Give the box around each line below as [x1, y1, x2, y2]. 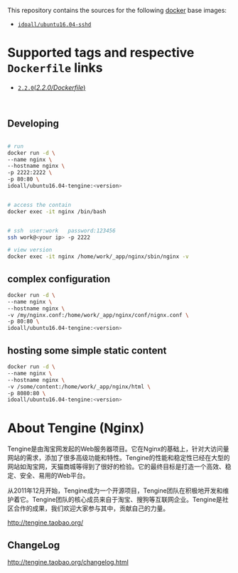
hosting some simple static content [7, 344, 167, 356]
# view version [7, 247, 53, 254]
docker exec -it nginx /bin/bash [7, 208, 107, 215]
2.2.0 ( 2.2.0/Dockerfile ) [17, 83, 86, 92]
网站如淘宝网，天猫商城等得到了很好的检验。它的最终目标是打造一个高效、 [7, 462, 225, 471]
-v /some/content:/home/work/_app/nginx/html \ [7, 383, 151, 390]
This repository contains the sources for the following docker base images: [7, 6, 227, 14]
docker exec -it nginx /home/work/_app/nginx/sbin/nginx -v [7, 253, 190, 260]
